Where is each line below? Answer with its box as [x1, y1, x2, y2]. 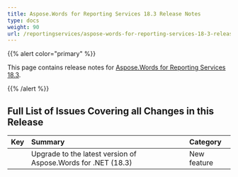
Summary [30, 137, 65, 147]
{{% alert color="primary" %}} [7, 50, 96, 58]
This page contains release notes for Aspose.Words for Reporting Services [7, 63, 226, 72]
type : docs [7, 17, 40, 24]
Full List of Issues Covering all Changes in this [7, 105, 215, 117]
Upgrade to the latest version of [30, 149, 137, 159]
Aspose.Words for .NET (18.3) [30, 158, 132, 168]
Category [188, 137, 222, 147]
